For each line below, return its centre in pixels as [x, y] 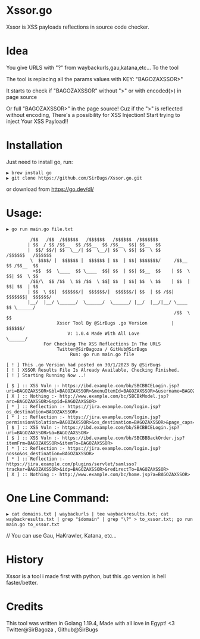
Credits [25, 606]
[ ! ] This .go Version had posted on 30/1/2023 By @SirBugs [84, 365]
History [25, 559]
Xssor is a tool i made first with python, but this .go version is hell [86, 576]
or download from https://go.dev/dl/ [50, 189]
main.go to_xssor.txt [33, 524]
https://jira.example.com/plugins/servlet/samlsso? [71, 464]
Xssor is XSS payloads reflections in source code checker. [78, 27]
